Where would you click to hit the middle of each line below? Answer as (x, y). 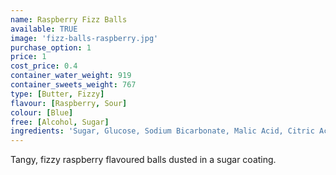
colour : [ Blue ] (42, 112)
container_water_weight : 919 (71, 76)
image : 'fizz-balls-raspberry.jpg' (84, 38)
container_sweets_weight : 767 (73, 85)
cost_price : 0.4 (44, 66)
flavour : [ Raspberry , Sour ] (69, 103)
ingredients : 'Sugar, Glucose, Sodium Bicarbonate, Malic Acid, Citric (162, 131)
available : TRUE (44, 29)
